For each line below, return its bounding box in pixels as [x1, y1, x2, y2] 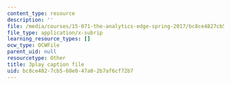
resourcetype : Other [7, 55, 67, 62]
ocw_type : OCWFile [7, 42, 60, 49]
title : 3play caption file [7, 61, 85, 68]
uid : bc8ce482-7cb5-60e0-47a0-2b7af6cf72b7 [7, 67, 134, 74]
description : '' [7, 16, 54, 23]
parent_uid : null [7, 49, 57, 56]
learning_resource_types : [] [7, 36, 91, 42]
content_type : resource [7, 10, 76, 17]
